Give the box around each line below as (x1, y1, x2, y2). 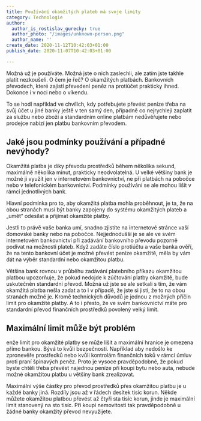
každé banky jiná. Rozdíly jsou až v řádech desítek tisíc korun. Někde (6, 389, 177, 396)
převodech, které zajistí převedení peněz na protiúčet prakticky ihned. (6, 82, 179, 89)
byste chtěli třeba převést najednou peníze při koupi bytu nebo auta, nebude (6, 365, 195, 372)
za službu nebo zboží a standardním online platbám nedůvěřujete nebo (6, 113, 182, 120)
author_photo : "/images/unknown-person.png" (11, 31, 125, 37)
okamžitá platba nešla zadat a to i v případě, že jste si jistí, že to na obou (6, 286, 185, 294)
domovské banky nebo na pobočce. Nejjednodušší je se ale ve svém (6, 230, 176, 237)
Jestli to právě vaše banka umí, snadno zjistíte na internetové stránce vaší (6, 223, 189, 231)
